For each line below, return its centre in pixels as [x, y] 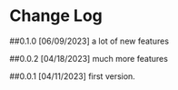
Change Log [56, 16]
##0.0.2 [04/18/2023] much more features [89, 58]
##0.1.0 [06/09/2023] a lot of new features [89, 41]
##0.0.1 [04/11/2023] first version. [73, 76]
